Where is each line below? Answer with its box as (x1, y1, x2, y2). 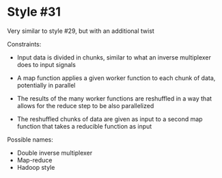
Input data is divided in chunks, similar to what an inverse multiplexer (16, 53, 212, 62)
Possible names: (7, 135, 53, 144)
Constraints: (7, 40, 42, 48)
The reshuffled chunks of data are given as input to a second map (16, 114, 203, 123)
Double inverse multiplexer (16, 149, 93, 157)
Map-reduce (16, 155, 53, 164)
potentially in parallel (16, 81, 76, 89)
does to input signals (16, 60, 77, 68)
